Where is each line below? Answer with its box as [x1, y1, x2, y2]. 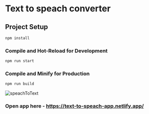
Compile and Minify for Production [5, 70, 90, 77]
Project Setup [5, 23, 49, 31]
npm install [5, 36, 30, 40]
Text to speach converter [5, 3, 111, 14]
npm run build [5, 81, 35, 86]
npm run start [5, 59, 35, 64]
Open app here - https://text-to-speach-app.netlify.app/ [5, 103, 144, 110]
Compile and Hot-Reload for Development [5, 47, 108, 54]
